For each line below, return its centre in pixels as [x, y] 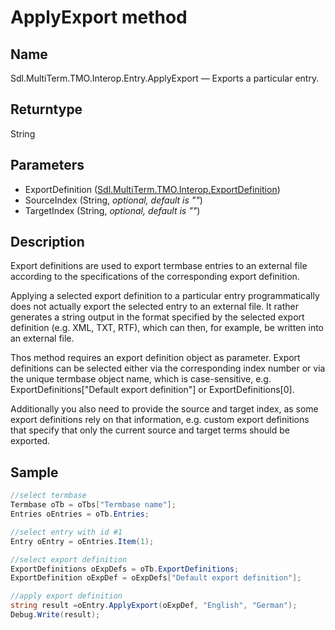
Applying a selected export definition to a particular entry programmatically [165, 296]
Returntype [46, 109]
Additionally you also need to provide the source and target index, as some [164, 409]
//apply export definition [66, 596]
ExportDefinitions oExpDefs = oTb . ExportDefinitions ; [125, 569]
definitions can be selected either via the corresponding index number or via [168, 368]
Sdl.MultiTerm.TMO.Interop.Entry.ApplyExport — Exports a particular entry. [165, 78]
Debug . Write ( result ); [55, 615]
